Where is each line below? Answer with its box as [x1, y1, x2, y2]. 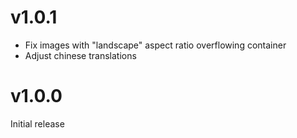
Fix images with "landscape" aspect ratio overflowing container [24, 39, 287, 51]
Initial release [10, 117, 65, 130]
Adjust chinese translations [24, 49, 137, 61]
